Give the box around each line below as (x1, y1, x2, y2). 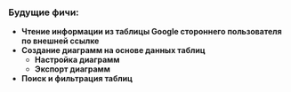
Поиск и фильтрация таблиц (20, 73, 133, 84)
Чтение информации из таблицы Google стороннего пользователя (20, 27, 282, 37)
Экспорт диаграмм (34, 64, 110, 74)
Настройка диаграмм (34, 55, 120, 65)
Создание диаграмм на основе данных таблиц (20, 45, 206, 56)
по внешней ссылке (20, 35, 100, 46)
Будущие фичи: (8, 6, 79, 19)
